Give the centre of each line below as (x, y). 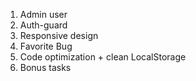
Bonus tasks (45, 67)
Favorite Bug (46, 46)
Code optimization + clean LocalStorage (103, 57)
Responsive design (59, 35)
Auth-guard (43, 25)
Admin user (43, 14)
